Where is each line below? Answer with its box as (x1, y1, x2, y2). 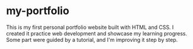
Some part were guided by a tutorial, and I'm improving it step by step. (6, 36, 178, 43)
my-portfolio (6, 4, 70, 18)
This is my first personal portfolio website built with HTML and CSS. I (6, 24, 174, 31)
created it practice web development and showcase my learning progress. (6, 30, 188, 37)
